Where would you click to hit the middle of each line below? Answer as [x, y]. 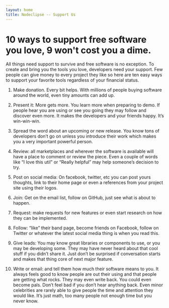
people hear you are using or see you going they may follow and [79, 110]
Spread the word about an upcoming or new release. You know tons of [86, 131]
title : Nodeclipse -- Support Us [41, 15]
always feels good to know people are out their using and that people [85, 274]
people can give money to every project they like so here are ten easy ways [84, 75]
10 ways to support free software [76, 40]
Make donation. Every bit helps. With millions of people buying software [88, 90]
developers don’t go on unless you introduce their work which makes [84, 136]
